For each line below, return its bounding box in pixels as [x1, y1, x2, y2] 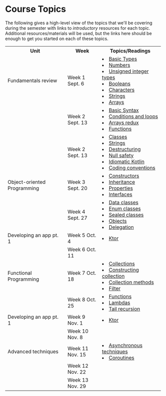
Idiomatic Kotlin [108, 158, 145, 165]
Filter [108, 285, 121, 292]
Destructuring [108, 146, 141, 152]
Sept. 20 [67, 185, 88, 192]
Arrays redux [108, 119, 139, 126]
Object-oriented [7, 178, 46, 185]
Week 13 [67, 376, 89, 383]
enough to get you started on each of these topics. [5, 36, 109, 42]
